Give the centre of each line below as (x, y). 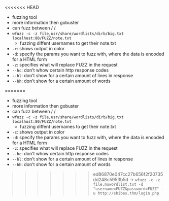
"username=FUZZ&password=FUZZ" (126, 189)
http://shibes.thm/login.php (128, 193)
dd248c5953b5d (111, 179)
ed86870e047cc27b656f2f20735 (128, 174)
